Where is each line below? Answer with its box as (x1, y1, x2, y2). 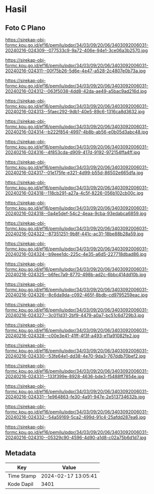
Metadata (5, 449, 36, 457)
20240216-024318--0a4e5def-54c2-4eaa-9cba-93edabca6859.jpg (5, 211, 146, 216)
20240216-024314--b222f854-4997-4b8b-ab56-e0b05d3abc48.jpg (5, 129, 148, 135)
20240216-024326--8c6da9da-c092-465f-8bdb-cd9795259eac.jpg (5, 292, 148, 298)
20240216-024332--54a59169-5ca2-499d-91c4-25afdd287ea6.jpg (5, 414, 146, 420)
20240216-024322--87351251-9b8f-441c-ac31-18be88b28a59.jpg (5, 231, 144, 237)
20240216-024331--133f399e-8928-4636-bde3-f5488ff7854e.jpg (5, 374, 144, 379)
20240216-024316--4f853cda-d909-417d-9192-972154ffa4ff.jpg (5, 149, 140, 155)
